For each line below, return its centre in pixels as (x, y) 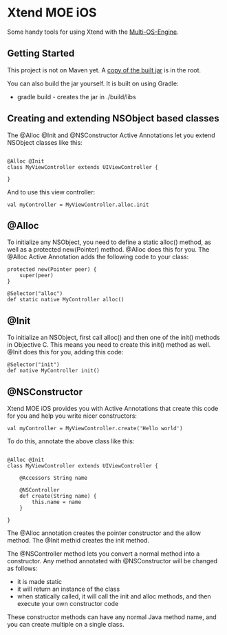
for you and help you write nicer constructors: (72, 416)
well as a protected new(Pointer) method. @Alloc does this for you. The (108, 250)
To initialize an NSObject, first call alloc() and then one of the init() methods (113, 337)
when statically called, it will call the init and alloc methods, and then (114, 596)
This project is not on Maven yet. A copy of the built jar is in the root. (104, 70)
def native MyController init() (53, 371)
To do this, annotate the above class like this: (71, 441)
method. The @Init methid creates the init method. (78, 540)
